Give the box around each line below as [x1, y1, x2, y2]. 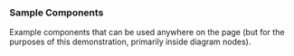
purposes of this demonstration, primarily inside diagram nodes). [9, 36, 251, 47]
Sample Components [9, 6, 104, 19]
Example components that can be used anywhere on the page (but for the [9, 27, 285, 38]
